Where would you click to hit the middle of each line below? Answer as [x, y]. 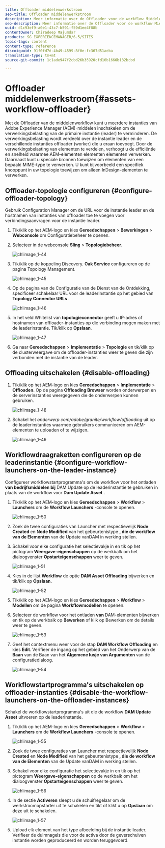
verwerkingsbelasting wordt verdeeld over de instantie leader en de [74, 139]
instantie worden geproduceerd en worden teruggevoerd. [70, 840]
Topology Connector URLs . [41, 298]
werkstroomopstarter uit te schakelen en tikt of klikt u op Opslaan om [82, 806]
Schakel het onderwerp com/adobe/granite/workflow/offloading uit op [83, 419]
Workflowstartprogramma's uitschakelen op [74, 685]
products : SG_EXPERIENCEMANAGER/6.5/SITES [49, 37]
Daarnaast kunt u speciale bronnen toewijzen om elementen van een [74, 160]
